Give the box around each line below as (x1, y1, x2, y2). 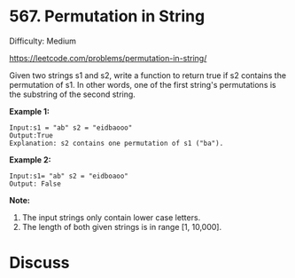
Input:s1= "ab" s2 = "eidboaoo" (9, 171, 128, 180)
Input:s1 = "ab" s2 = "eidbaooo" (9, 123, 133, 132)
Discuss (9, 253, 70, 273)
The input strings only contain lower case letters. (21, 211, 201, 223)
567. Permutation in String (9, 6, 206, 27)
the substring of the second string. (9, 89, 136, 99)
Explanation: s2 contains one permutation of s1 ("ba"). (9, 139, 224, 147)
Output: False (9, 179, 62, 188)
